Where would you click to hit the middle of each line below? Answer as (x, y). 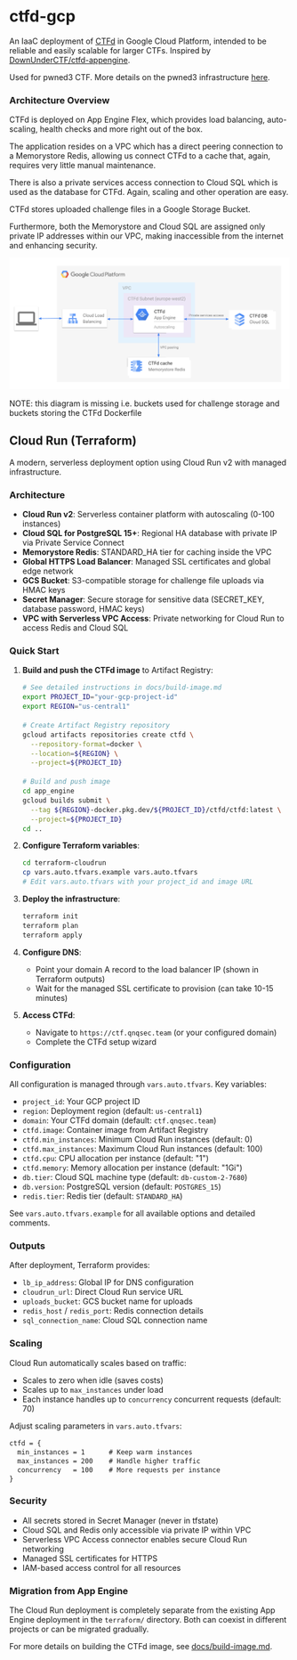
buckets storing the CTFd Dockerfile (76, 412)
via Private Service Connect (73, 543)
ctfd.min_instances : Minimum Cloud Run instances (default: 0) (137, 1139)
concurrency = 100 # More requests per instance (119, 1470)
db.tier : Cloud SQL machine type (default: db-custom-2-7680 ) (135, 1176)
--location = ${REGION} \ (74, 753)
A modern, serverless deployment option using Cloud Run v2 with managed (148, 462)
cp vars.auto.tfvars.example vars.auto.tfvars (110, 873)
